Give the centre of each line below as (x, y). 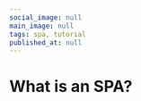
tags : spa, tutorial (48, 34)
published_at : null (46, 42)
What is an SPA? (71, 87)
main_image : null (42, 26)
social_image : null (46, 17)
